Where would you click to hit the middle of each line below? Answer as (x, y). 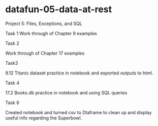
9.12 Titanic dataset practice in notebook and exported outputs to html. (79, 73)
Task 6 (12, 103)
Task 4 (12, 83)
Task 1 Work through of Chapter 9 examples (51, 33)
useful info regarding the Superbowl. (44, 118)
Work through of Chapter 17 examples (45, 53)
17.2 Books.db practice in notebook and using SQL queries (66, 92)
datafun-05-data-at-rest (59, 9)
